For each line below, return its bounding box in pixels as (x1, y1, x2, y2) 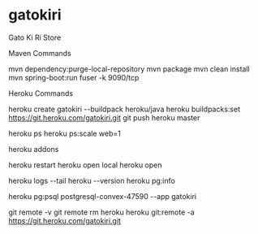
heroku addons (8, 144, 59, 154)
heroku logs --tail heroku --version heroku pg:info (8, 175, 176, 185)
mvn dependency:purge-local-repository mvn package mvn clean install (8, 63, 250, 74)
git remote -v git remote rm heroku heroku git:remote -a (8, 207, 195, 217)
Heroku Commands (8, 88, 74, 98)
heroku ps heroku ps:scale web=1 (8, 128, 122, 138)
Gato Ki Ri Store (8, 32, 62, 42)
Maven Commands (8, 48, 71, 58)
